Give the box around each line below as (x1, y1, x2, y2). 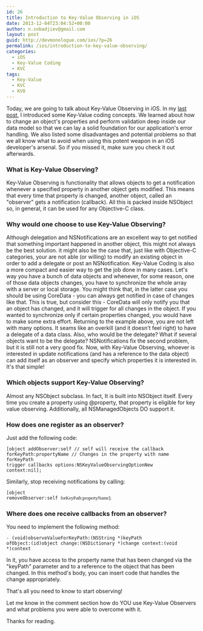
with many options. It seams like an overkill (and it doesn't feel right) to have (6, 324, 197, 332)
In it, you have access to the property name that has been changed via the (6, 556, 192, 563)
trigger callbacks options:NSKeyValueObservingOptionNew (6, 462, 153, 469)
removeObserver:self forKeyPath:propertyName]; (6, 495, 112, 501)
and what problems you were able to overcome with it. (6, 606, 142, 613)
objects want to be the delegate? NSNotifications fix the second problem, (6, 337, 190, 344)
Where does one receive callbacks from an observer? (6, 509, 167, 518)
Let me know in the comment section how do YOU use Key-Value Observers (6, 599, 196, 607)
